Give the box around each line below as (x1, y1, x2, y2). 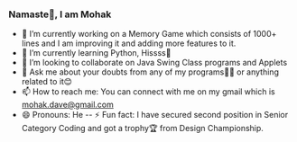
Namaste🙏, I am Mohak (8, 8, 112, 21)
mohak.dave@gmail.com (21, 99, 114, 111)
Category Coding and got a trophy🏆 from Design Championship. (21, 123, 264, 134)
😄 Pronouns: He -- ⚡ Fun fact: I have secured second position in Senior (21, 110, 289, 120)
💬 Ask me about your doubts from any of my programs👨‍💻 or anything (21, 67, 279, 77)
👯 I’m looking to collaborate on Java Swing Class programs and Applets (21, 58, 288, 68)
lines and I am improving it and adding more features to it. (21, 38, 237, 49)
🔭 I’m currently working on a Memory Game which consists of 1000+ (21, 29, 277, 40)
